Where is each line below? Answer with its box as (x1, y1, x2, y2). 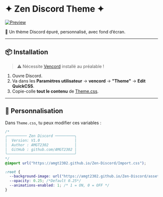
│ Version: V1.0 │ (5, 138, 77, 143)
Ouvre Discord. (12, 73, 43, 79)
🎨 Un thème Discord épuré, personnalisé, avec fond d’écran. (5, 29, 126, 34)
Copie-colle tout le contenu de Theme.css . (12, 88, 99, 94)
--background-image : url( (9, 174, 62, 179)
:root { (5, 169, 21, 174)
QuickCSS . (12, 83, 35, 89)
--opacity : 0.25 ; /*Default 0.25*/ (9, 179, 81, 183)
